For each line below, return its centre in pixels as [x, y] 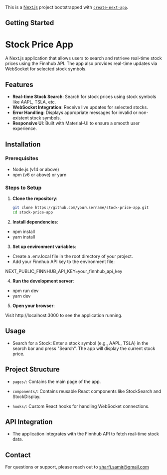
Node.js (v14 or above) [36, 169]
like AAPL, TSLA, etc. [34, 102]
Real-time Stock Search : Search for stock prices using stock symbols [84, 96]
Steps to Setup [23, 187]
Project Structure [32, 369]
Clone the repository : [35, 198]
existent [20, 118]
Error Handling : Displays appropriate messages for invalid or [75, 112]
